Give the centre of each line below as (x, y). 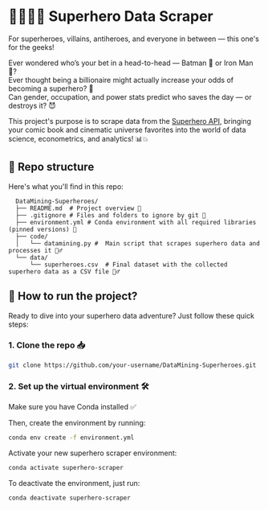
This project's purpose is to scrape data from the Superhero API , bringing (130, 121)
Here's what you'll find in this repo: (66, 186)
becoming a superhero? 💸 (51, 88)
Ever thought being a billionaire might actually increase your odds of (121, 80)
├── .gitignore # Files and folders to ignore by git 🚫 (111, 215)
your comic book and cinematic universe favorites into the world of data (127, 130)
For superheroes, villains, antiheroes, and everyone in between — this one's (134, 39)
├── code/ (32, 236)
